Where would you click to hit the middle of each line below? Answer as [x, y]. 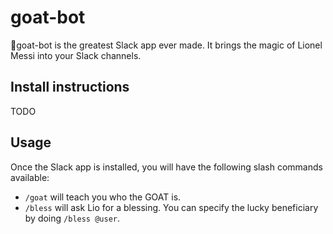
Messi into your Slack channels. [76, 55]
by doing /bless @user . [72, 218]
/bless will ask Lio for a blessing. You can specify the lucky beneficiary [171, 207]
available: [30, 177]
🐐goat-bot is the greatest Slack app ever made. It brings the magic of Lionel [166, 45]
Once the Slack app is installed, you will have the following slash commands [166, 167]
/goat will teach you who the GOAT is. [103, 197]
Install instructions [70, 87]
